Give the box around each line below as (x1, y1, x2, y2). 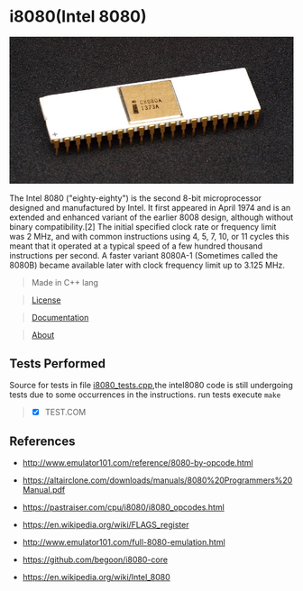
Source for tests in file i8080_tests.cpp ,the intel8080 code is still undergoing (9, 380, 293, 391)
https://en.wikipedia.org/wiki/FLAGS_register (22, 520, 189, 531)
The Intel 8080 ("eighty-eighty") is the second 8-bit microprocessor (9, 193, 262, 204)
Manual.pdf (22, 485, 66, 496)
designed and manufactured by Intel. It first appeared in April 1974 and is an (9, 203, 291, 214)
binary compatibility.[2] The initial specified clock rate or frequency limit (9, 222, 277, 232)
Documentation (31, 313, 89, 323)
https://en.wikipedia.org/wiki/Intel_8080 (22, 572, 171, 583)
